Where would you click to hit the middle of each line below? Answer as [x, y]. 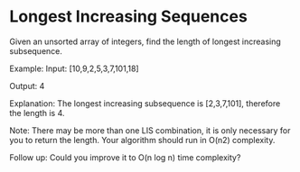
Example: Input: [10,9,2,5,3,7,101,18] [74, 68]
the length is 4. [37, 113]
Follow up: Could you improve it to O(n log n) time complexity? [125, 157]
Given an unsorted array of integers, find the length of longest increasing [145, 41]
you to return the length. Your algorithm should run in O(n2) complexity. [142, 140]
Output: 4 [27, 86]
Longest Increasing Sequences [129, 17]
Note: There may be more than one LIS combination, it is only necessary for [150, 130]
